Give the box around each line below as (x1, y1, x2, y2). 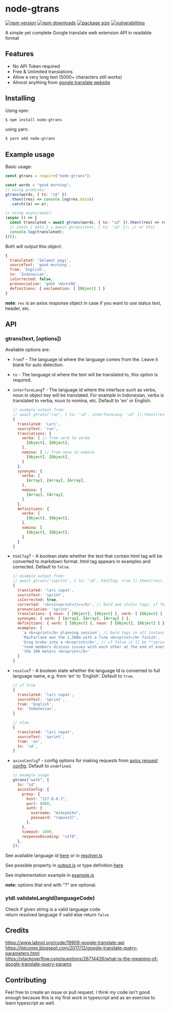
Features (5, 50, 34, 58)
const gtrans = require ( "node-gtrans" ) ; (5, 173, 92, 179)
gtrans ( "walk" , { (12, 777, 50, 783)
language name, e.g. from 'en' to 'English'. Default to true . (12, 673, 134, 679)
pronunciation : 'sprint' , (17, 606, 72, 612)
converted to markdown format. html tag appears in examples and (12, 558, 151, 565)
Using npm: (5, 107, 29, 113)
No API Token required (12, 63, 60, 69)
